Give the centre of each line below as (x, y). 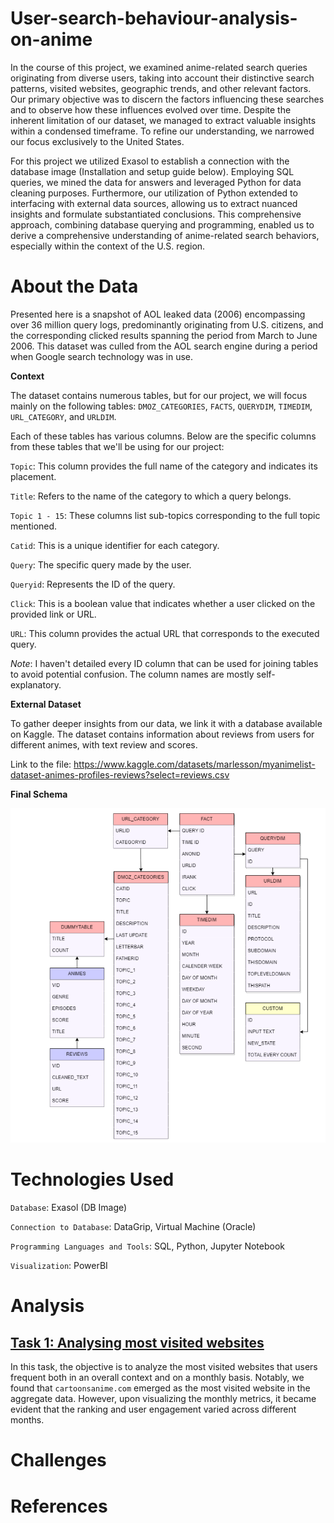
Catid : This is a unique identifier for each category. (115, 545)
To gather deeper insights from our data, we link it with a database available (166, 723)
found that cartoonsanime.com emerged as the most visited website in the (160, 1388)
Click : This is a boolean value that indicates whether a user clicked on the (163, 603)
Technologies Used (92, 1179)
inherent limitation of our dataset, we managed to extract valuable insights (163, 120)
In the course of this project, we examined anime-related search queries (159, 67)
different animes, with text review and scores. (104, 744)
